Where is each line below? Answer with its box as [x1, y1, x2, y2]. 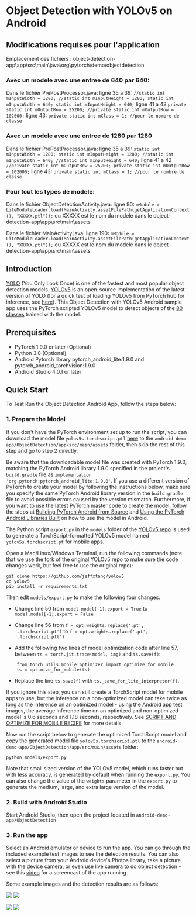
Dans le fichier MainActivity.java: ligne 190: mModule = [6, 229, 135, 236]
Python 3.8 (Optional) [14, 349, 67, 356]
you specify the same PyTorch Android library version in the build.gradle [6, 490, 183, 497]
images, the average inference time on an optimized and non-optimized [6, 707, 178, 714]
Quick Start [6, 385, 49, 395]
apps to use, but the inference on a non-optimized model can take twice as [6, 694, 187, 701]
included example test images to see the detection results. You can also [6, 850, 180, 858]
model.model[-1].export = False [14, 611, 94, 617]
